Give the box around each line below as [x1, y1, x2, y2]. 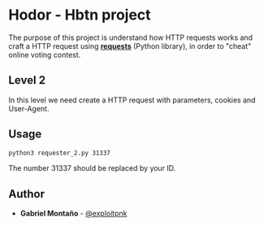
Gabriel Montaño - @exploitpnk [19, 209, 128, 219]
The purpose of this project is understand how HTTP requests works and [8, 33, 253, 42]
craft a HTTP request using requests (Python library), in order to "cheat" [8, 41, 252, 50]
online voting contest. [8, 50, 81, 59]
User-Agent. [8, 103, 50, 113]
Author [8, 187, 45, 201]
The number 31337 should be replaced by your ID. [8, 163, 176, 173]
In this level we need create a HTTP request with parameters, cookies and [8, 95, 256, 105]
